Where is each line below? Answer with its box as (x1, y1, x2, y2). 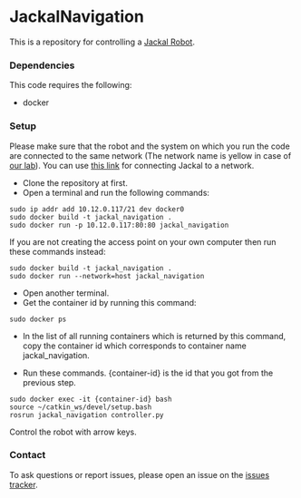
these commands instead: (9, 246, 106, 257)
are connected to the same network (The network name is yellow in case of (9, 150, 292, 161)
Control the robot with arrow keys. (9, 426, 138, 437)
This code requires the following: (9, 80, 132, 91)
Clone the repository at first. (22, 177, 129, 188)
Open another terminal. (22, 288, 110, 298)
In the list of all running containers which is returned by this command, (22, 330, 286, 341)
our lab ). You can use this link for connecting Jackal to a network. (9, 160, 255, 171)
